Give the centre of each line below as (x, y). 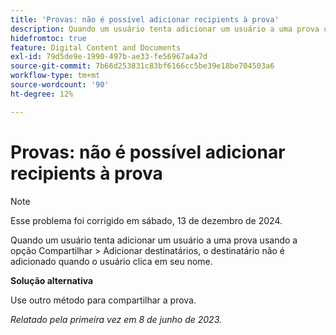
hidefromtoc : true (48, 38)
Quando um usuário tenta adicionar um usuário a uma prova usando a (154, 240)
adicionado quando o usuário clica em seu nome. (111, 261)
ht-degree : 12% (42, 94)
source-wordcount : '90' (60, 85)
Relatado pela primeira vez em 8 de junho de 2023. (116, 319)
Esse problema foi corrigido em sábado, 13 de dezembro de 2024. (146, 220)
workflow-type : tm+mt (55, 76)
